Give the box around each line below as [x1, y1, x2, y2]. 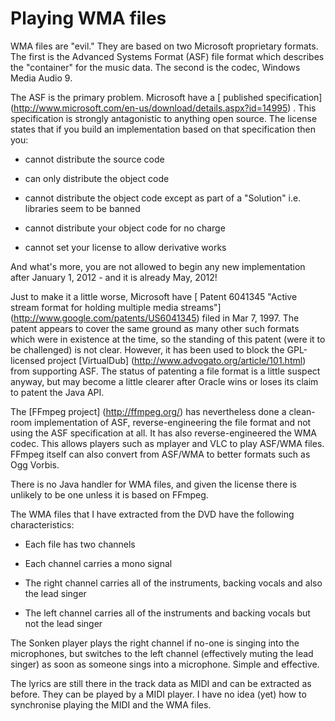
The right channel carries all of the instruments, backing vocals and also [24, 577, 323, 589]
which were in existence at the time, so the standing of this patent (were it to [10, 333, 326, 345]
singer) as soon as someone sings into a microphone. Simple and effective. [10, 658, 320, 670]
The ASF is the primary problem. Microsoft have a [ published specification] [10, 91, 323, 103]
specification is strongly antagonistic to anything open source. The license [10, 112, 318, 124]
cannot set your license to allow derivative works [24, 241, 227, 253]
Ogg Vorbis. [10, 458, 60, 471]
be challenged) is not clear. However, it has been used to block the [10, 343, 285, 356]
